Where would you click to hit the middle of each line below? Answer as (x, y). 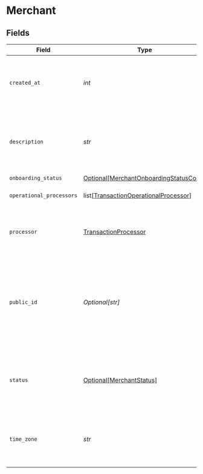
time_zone (23, 439)
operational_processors (43, 195)
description (27, 142)
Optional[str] (102, 302)
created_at (25, 83)
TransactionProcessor (115, 232)
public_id (23, 302)
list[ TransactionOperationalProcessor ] (138, 196)
